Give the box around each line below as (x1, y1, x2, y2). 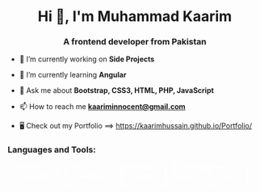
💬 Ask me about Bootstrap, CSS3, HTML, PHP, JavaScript (19, 86, 215, 95)
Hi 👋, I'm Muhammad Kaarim (37, 7, 233, 26)
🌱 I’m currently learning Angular (19, 70, 127, 80)
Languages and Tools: (7, 145, 96, 156)
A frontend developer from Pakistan (63, 36, 207, 48)
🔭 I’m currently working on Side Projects (19, 54, 155, 64)
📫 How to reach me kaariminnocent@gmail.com (19, 102, 187, 111)
